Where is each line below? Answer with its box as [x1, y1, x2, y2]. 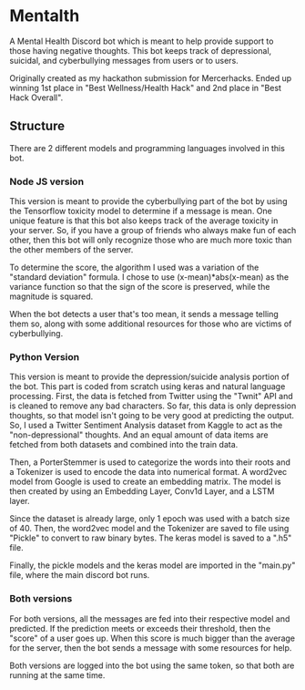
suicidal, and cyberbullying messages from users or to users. [9, 55, 239, 66]
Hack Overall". [9, 92, 64, 103]
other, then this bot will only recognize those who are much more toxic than [9, 234, 292, 246]
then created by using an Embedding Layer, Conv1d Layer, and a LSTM [9, 486, 275, 497]
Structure [9, 118, 66, 134]
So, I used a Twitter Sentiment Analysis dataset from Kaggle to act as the [9, 420, 283, 431]
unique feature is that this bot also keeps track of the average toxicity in [9, 215, 279, 226]
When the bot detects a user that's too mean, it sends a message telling [9, 309, 280, 320]
